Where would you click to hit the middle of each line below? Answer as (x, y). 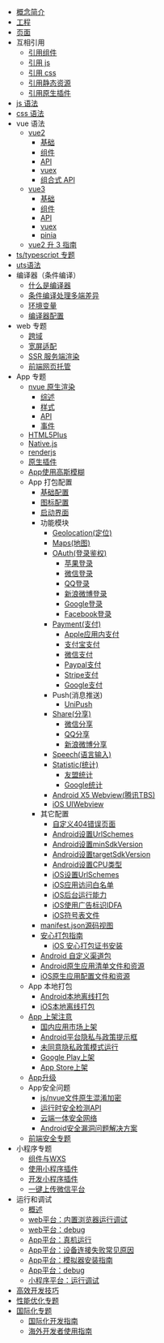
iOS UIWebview (78, 804)
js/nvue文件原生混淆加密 (81, 1098)
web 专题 (31, 326)
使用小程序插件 (53, 1169)
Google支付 (84, 685)
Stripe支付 (82, 675)
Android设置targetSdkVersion (101, 854)
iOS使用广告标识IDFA (87, 905)
